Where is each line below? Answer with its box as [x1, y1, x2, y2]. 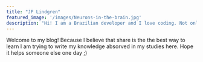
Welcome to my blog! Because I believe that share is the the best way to [6, 37, 185, 44]
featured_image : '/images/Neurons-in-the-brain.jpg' [6, 14, 142, 20]
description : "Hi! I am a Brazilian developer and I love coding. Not [6, 20, 188, 26]
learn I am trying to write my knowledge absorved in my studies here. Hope [6, 43, 194, 50]
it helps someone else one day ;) [6, 49, 88, 57]
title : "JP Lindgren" [6, 8, 61, 15]
